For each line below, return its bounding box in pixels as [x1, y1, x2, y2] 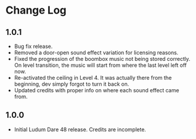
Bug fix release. [14, 43, 53, 50]
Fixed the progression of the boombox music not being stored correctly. [14, 56, 191, 62]
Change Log [5, 4, 67, 17]
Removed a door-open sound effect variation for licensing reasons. [14, 49, 179, 56]
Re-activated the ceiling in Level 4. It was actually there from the [14, 75, 172, 81]
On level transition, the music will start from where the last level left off [14, 62, 187, 69]
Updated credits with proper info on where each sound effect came [14, 87, 179, 93]
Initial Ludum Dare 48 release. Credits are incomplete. [14, 125, 146, 133]
